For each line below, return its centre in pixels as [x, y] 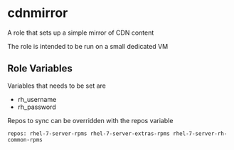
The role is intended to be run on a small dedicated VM [88, 46]
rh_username [37, 99]
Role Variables [40, 69]
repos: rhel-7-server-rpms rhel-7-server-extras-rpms [89, 133]
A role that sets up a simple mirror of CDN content [81, 33]
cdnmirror [38, 13]
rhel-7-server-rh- [200, 133]
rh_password [37, 107]
